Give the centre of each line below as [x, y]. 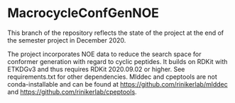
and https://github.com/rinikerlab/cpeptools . [72, 92]
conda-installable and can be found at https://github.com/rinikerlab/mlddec [118, 84]
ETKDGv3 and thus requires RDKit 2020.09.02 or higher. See [96, 69]
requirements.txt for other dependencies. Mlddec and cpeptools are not [113, 77]
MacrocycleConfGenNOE [83, 13]
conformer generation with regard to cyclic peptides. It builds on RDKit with [117, 61]
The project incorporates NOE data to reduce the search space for [104, 54]
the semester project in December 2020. [67, 40]
